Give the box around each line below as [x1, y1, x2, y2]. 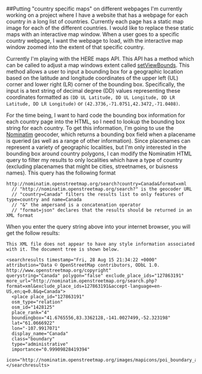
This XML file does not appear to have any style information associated [6, 241, 195, 247]
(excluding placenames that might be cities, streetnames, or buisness [6, 163, 179, 170]
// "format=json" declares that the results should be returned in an [11, 207, 192, 213]
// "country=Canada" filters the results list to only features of [11, 192, 185, 198]
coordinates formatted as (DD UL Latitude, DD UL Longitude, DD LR [6, 93, 176, 101]
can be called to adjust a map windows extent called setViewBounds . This [6, 61, 190, 69]
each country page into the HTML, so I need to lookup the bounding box [6, 118, 185, 125]
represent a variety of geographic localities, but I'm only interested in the [6, 144, 187, 151]
